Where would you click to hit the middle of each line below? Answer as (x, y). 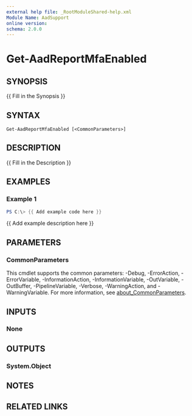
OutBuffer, (19, 286)
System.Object (29, 366)
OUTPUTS (26, 349)
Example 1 (22, 199)
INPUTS (21, 312)
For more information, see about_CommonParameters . (118, 292)
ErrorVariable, (24, 280)
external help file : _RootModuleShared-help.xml (69, 12)
